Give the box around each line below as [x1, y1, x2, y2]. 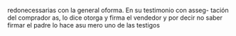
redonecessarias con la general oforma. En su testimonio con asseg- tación [7, 6, 229, 14]
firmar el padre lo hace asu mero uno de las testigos [7, 21, 160, 29]
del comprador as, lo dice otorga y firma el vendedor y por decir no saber [7, 13, 222, 22]
